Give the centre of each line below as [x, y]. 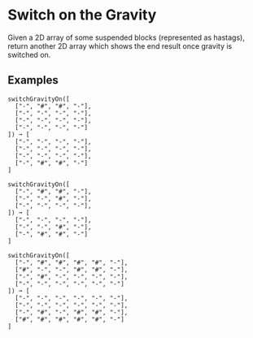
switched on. [29, 54]
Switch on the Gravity [82, 15]
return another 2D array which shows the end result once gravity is [120, 45]
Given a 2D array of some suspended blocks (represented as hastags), [126, 37]
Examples [33, 80]
